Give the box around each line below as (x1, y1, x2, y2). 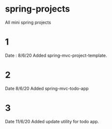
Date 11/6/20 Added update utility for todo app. (5, 118, 99, 124)
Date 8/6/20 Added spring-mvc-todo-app (5, 85, 89, 91)
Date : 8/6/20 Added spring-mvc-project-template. (5, 52, 107, 58)
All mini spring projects (5, 19, 51, 25)
